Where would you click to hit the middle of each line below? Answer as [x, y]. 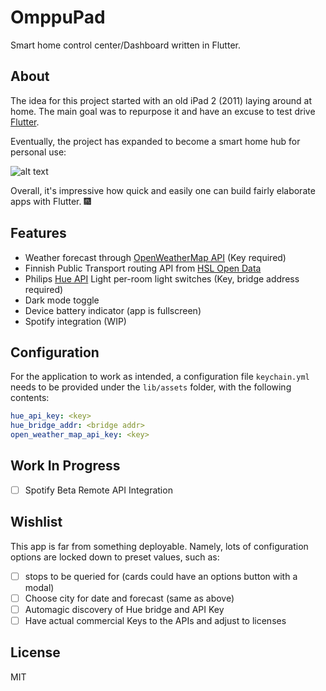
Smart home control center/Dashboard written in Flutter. [125, 45]
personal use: [38, 152]
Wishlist [36, 522]
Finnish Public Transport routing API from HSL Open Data [143, 268]
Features [38, 233]
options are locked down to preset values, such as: [115, 557]
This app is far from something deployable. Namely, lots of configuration [159, 546]
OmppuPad [58, 17]
